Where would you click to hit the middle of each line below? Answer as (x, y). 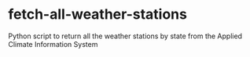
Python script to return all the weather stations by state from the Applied (125, 36)
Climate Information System (53, 44)
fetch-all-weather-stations (97, 14)
